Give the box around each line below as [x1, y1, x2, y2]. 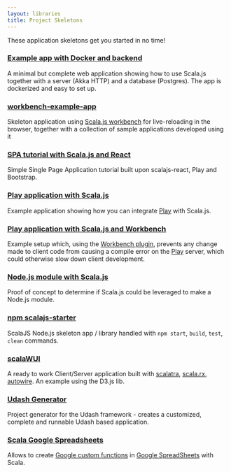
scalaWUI [7, 354, 41, 364]
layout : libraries [7, 10, 61, 17]
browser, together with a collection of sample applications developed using [7, 125, 224, 134]
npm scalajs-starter [7, 313, 76, 322]
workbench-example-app [7, 101, 97, 111]
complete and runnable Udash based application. [7, 417, 149, 427]
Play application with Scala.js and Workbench [7, 224, 167, 234]
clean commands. [7, 336, 59, 345]
